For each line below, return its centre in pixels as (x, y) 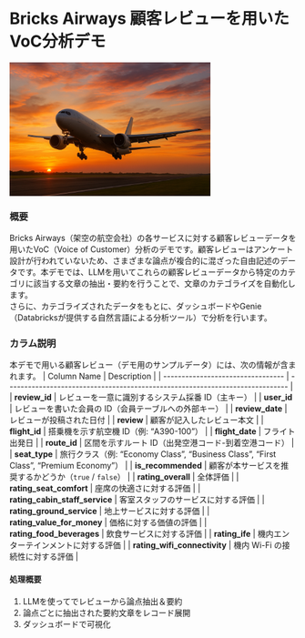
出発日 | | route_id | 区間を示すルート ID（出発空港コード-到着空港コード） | (152, 443)
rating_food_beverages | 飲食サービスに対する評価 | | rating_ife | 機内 (142, 534)
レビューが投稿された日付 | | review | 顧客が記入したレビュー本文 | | (137, 420)
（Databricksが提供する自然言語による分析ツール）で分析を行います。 (141, 318)
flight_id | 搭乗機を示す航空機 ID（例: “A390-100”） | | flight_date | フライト (152, 431)
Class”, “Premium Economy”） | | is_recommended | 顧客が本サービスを (145, 466)
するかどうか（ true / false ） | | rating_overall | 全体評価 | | (128, 477)
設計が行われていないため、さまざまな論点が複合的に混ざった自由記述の (145, 261)
